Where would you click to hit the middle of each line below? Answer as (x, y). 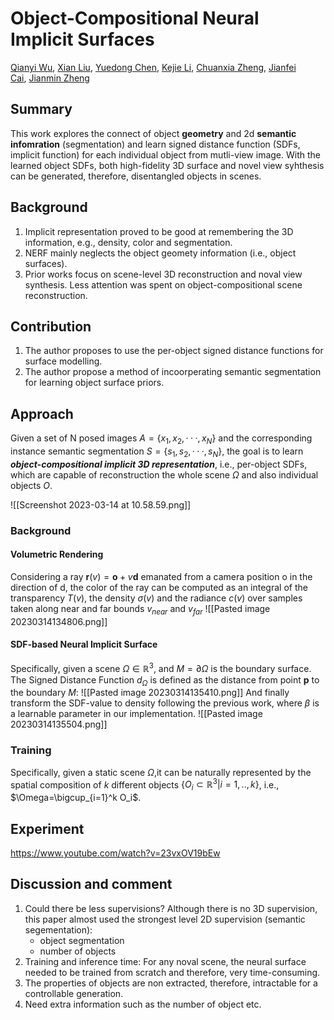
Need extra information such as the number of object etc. (143, 1004)
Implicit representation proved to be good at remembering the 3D (159, 231)
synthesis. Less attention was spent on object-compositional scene (163, 284)
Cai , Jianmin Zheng (50, 78)
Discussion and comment (91, 884)
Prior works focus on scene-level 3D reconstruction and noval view (163, 274)
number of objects (78, 951)
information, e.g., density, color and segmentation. (128, 242)
